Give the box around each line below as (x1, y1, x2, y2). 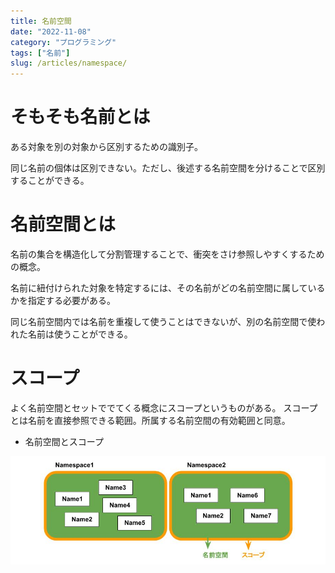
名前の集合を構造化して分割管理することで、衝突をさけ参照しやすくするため (10, 248, 325, 260)
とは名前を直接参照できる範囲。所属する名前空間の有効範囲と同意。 (10, 414, 291, 426)
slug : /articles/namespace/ (10, 58, 128, 69)
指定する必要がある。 (27, 295, 116, 306)
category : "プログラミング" (10, 37, 117, 47)
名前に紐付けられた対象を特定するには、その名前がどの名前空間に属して (10, 282, 308, 294)
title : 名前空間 (10, 16, 72, 26)
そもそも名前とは (10, 106, 151, 129)
